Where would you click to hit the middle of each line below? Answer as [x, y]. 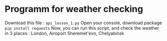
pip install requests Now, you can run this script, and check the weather [82, 28]
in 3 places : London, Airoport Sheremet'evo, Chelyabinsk [64, 33]
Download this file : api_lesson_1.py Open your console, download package [83, 23]
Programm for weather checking [74, 9]
